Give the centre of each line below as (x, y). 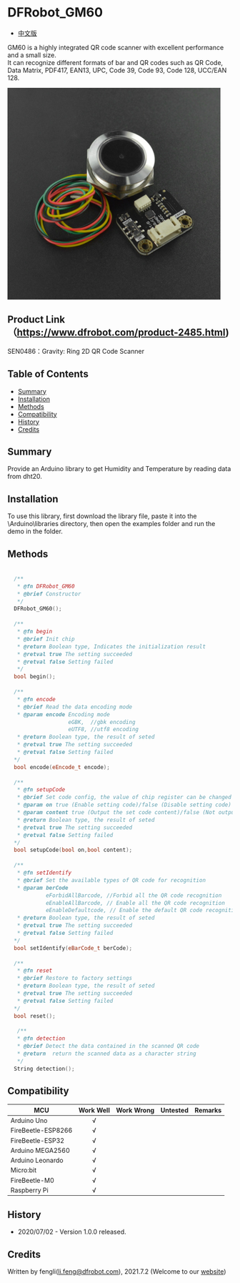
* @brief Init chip (46, 639)
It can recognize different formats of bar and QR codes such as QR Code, (115, 62)
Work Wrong (135, 1110)
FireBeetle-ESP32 (37, 1140)
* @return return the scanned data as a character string (106, 1054)
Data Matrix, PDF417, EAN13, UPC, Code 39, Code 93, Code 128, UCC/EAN (117, 70)
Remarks (208, 1110)
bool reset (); (35, 1016)
